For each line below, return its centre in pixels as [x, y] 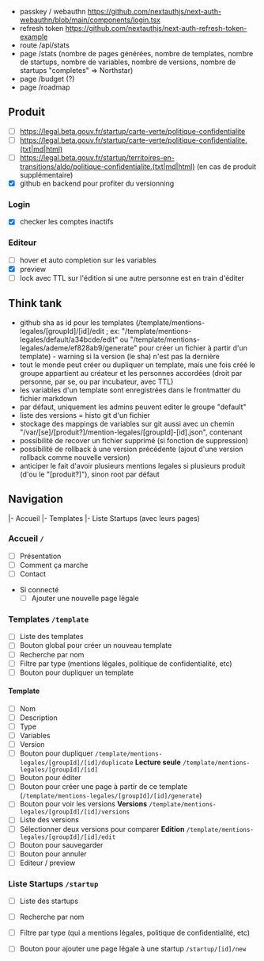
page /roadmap [45, 87]
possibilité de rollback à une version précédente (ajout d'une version [131, 449]
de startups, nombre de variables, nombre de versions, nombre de [128, 62]
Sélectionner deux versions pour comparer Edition [102, 829]
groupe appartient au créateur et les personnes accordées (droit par [131, 373]
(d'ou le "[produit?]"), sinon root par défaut [89, 474]
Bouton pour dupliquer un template [77, 672]
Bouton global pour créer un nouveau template [96, 645]
